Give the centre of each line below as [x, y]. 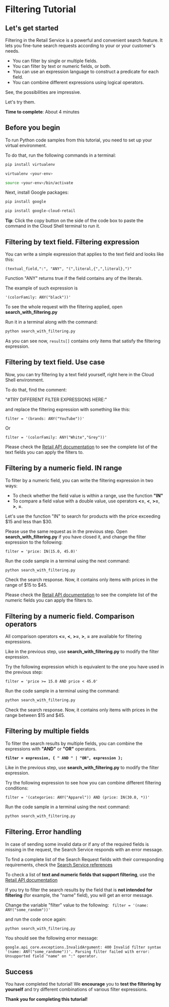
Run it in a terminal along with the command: [51, 322]
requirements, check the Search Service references [59, 865]
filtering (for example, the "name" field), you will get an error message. [79, 895]
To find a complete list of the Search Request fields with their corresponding [84, 859]
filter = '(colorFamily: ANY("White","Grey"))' [56, 437]
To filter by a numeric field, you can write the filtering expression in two [79, 480]
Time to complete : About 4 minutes [42, 112]
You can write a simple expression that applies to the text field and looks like [84, 254]
